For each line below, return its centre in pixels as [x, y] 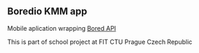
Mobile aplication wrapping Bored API [62, 28]
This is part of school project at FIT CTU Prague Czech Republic [100, 42]
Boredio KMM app [47, 12]
